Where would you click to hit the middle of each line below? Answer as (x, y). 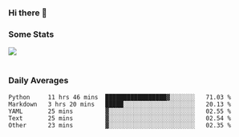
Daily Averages (38, 81)
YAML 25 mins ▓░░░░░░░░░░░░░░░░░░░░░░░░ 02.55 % (119, 111)
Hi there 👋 (28, 13)
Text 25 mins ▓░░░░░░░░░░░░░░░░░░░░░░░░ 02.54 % (119, 118)
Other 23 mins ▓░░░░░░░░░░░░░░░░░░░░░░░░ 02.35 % (119, 125)
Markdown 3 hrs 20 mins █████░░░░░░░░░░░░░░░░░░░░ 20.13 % (119, 104)
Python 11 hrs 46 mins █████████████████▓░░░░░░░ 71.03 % (119, 97)
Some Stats (31, 34)
